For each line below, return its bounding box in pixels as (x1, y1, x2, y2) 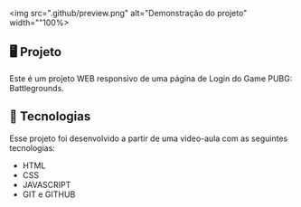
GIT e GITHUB (22, 189, 76, 200)
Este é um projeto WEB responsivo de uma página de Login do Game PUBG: (9, 72, 293, 84)
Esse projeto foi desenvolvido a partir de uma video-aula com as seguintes (9, 133, 288, 144)
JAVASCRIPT (22, 179, 71, 190)
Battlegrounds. (9, 82, 65, 93)
